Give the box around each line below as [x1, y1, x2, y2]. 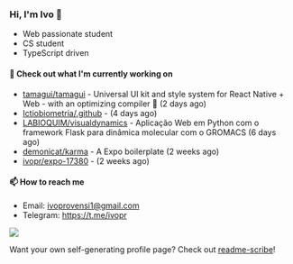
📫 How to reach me [9, 177, 85, 187]
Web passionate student [22, 29, 114, 40]
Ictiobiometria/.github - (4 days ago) [22, 107, 158, 118]
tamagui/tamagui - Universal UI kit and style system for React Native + [22, 88, 285, 99]
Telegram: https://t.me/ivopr [22, 209, 128, 220]
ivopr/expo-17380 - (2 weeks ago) [22, 155, 151, 166]
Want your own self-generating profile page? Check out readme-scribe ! [9, 243, 276, 255]
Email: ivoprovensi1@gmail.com [22, 200, 140, 211]
